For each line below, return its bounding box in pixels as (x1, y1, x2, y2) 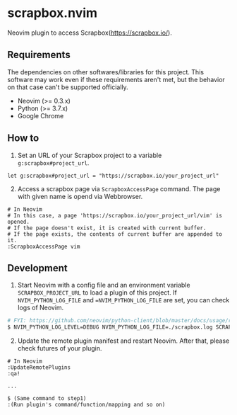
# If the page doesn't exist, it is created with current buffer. (7, 224, 207, 232)
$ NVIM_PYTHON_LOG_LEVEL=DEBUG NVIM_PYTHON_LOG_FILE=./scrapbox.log (7, 324, 213, 331)
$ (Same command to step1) (7, 395, 87, 402)
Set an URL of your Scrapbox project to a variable (17, 151, 162, 159)
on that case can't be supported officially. (7, 83, 128, 91)
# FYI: (7, 317, 27, 324)
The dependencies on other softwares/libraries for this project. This (7, 67, 205, 76)
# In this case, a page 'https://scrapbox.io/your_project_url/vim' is (7, 212, 222, 219)
